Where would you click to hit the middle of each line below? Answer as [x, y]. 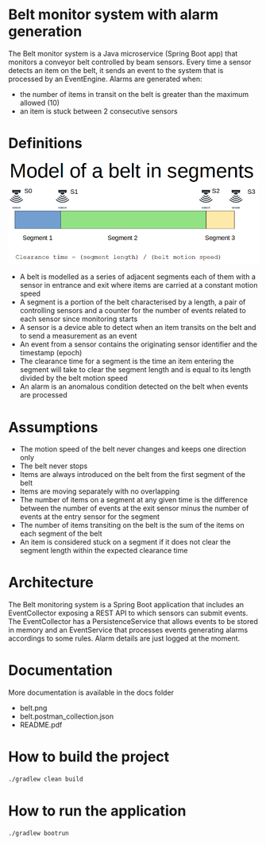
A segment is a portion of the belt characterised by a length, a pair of [133, 302]
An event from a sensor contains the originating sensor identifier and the [139, 344]
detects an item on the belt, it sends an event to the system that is [116, 70]
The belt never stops [54, 466]
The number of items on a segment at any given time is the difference [134, 500]
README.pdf [41, 725]
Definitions [46, 143]
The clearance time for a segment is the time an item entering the [127, 361]
